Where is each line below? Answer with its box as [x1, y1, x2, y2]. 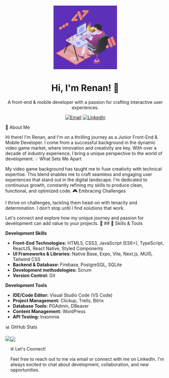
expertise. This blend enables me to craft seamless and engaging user [5, 171, 152, 177]
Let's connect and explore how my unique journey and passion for [5, 215, 144, 221]
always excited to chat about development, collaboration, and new [10, 362, 149, 368]
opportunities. [10, 367, 40, 373]
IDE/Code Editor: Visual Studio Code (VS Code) [12, 292, 113, 298]
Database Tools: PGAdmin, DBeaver [12, 303, 89, 309]
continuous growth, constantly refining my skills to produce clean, [5, 182, 144, 188]
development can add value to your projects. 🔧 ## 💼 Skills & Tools [5, 220, 143, 226]
